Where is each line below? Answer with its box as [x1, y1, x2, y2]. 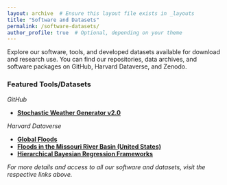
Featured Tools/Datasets [7, 79, 91, 89]
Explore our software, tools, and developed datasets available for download [7, 48, 221, 56]
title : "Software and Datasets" [7, 16, 99, 23]
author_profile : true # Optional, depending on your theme [7, 29, 183, 36]
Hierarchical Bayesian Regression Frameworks [16, 149, 153, 158]
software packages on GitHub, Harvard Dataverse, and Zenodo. [7, 62, 187, 71]
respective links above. [7, 170, 73, 178]
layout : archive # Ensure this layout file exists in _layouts [7, 10, 195, 17]
